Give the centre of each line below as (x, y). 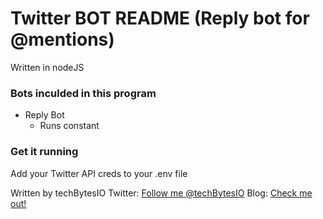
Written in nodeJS (47, 67)
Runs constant (69, 126)
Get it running (44, 152)
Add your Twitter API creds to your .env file (99, 173)
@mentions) (62, 39)
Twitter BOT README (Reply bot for (160, 18)
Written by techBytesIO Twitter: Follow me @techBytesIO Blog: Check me (161, 193)
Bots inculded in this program (83, 93)
